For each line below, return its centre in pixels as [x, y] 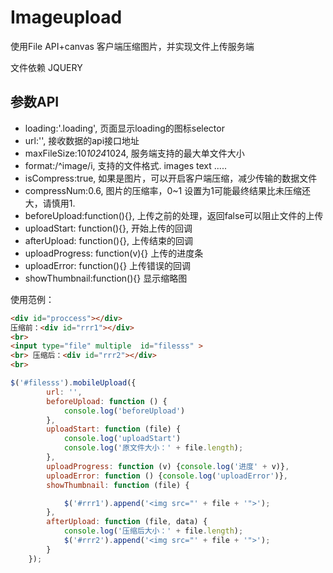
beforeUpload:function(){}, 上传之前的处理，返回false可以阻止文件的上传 [174, 215]
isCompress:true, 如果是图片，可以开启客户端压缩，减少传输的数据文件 [171, 178]
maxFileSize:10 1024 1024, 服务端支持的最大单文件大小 [134, 153]
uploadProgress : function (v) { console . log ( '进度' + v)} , [168, 466]
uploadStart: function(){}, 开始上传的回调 [108, 228]
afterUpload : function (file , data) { [127, 522]
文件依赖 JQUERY [46, 67]
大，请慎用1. [50, 203]
